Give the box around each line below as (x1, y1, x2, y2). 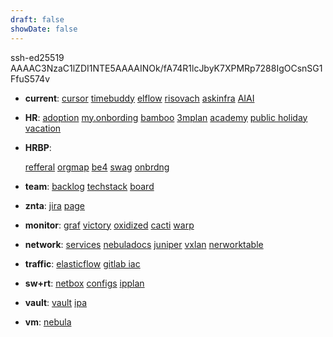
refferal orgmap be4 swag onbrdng (24, 161, 170, 173)
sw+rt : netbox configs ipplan (24, 277, 145, 289)
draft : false (10, 14, 65, 25)
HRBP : (24, 141, 52, 153)
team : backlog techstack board (24, 180, 155, 192)
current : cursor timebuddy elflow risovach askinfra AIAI (24, 92, 255, 104)
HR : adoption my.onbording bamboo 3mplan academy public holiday (24, 111, 308, 123)
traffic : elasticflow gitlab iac (24, 257, 141, 270)
